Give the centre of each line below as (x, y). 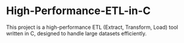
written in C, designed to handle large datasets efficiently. (76, 33)
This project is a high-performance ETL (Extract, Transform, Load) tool (92, 27)
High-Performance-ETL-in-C (78, 11)
